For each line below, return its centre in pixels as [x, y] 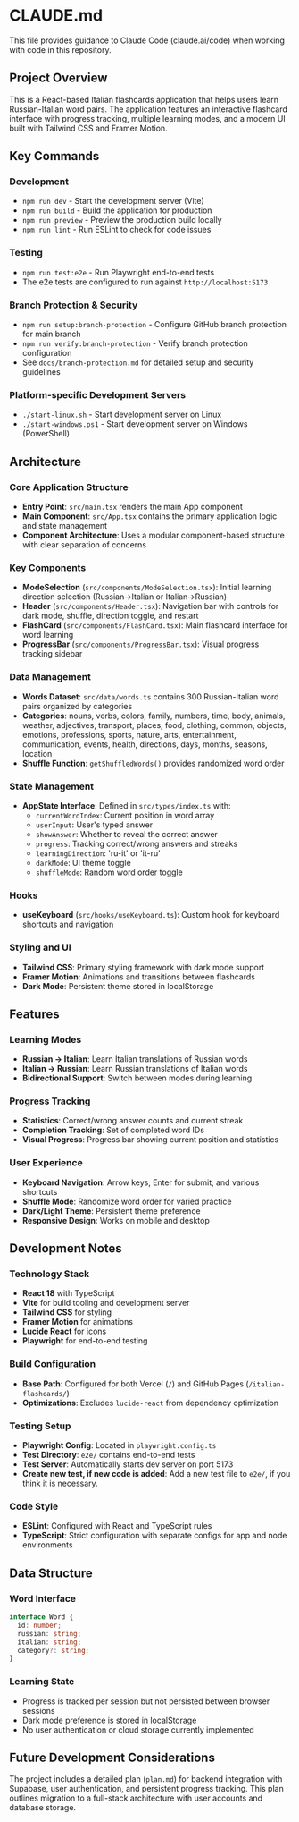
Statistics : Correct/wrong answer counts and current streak [133, 1121]
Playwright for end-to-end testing [85, 1341]
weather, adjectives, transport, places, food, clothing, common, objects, [154, 725]
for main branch [52, 334]
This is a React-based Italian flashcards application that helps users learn [144, 99]
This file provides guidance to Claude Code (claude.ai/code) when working [147, 40]
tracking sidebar [52, 654]
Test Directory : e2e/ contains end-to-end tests [108, 1455]
